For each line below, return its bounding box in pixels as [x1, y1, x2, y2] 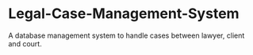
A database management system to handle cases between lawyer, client [8, 31, 245, 40]
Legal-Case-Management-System [8, 5, 240, 23]
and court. [8, 38, 42, 48]
